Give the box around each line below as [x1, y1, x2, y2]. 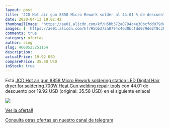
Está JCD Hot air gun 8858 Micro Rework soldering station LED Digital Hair [5, 78, 160, 84]
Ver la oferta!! [5, 107, 34, 113]
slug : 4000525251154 [5, 45, 49, 50]
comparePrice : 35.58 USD [5, 59, 57, 64]
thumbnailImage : [5, 21, 39, 27]
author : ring [5, 40, 33, 45]
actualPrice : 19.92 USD [5, 54, 55, 59]
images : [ [5, 26, 26, 31]
